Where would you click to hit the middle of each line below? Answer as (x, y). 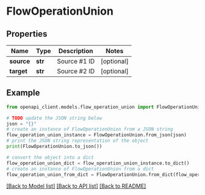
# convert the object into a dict (50, 157)
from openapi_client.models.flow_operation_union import (80, 107)
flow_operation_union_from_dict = (50, 175)
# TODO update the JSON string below (54, 118)
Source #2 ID (76, 71)
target (18, 71)
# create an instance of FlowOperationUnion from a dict (80, 169)
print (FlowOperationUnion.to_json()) (54, 147)
